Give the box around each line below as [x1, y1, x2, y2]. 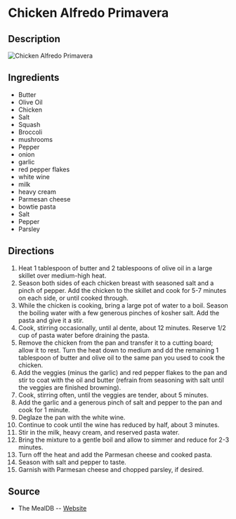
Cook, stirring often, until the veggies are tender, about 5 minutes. [18, 390, 209, 399]
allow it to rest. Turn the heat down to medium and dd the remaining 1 [18, 346, 219, 354]
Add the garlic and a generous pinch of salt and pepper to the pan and [18, 398, 223, 407]
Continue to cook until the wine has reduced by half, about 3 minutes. [18, 420, 220, 429]
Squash [18, 120, 41, 129]
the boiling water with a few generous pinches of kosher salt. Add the [18, 308, 220, 317]
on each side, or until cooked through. [18, 294, 129, 302]
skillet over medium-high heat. [18, 271, 107, 280]
